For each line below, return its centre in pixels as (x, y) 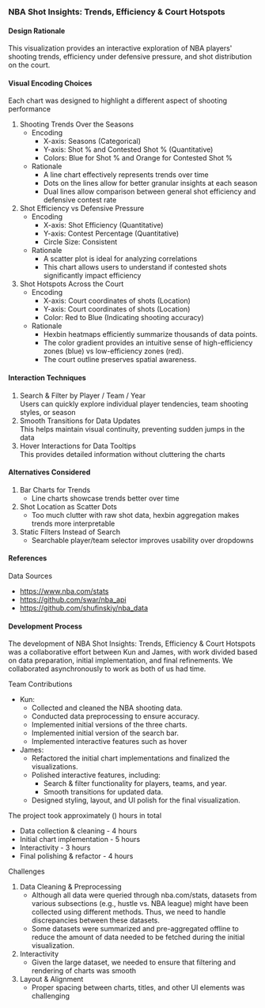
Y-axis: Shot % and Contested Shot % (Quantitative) (128, 149)
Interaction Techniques (47, 377)
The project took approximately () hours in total (85, 816)
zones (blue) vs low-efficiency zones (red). (114, 351)
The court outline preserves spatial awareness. (120, 360)
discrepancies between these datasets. (95, 920)
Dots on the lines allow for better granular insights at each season (150, 183)
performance (30, 109)
